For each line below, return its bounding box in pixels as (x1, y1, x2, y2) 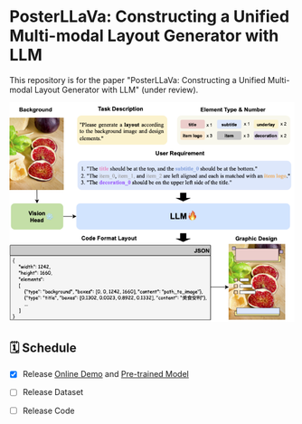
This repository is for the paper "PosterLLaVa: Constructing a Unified (9, 74, 267, 85)
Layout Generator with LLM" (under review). (34, 84, 199, 95)
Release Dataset (22, 387, 84, 398)
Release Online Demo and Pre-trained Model (22, 369, 190, 380)
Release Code (22, 405, 75, 416)
